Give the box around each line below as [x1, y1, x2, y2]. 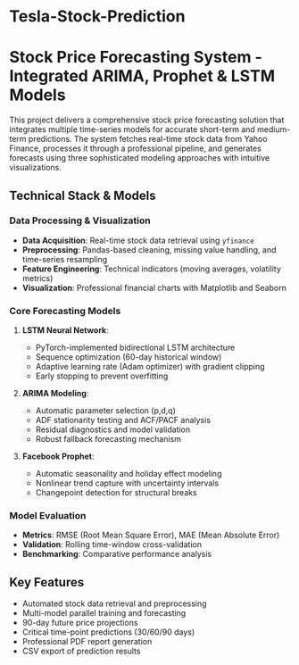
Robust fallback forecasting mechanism [35, 434, 181, 445]
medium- [257, 124, 291, 135]
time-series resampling [21, 254, 108, 264]
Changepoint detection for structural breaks [35, 487, 198, 498]
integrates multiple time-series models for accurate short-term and [9, 124, 256, 135]
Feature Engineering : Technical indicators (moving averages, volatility [21, 263, 281, 274]
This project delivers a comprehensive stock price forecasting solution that [9, 114, 285, 126]
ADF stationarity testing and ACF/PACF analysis [35, 415, 212, 426]
